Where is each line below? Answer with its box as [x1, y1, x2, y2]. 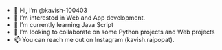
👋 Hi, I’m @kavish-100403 [13, 7, 88, 14]
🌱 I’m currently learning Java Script [13, 21, 113, 28]
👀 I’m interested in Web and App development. [13, 14, 146, 22]
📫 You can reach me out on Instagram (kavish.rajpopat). [13, 36, 175, 43]
